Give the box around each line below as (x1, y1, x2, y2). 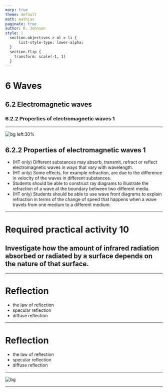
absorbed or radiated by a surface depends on (5, 252, 153, 260)
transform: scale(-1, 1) (14, 54, 66, 59)
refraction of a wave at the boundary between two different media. (12, 185, 150, 191)
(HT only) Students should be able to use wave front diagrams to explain (12, 191, 162, 197)
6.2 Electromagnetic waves (5, 100, 92, 108)
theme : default (5, 12, 37, 17)
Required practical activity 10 (5, 224, 129, 236)
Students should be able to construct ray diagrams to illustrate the (12, 180, 149, 186)
